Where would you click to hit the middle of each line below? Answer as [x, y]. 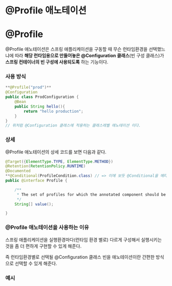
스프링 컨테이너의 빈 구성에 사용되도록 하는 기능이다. [57, 62]
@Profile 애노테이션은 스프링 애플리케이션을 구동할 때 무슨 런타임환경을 [77, 49]
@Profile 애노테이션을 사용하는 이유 [47, 228]
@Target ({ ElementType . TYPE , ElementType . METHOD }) [59, 161]
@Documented [18, 171]
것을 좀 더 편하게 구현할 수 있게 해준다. [44, 246]
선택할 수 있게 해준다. [36, 263]
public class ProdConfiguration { [42, 97]
